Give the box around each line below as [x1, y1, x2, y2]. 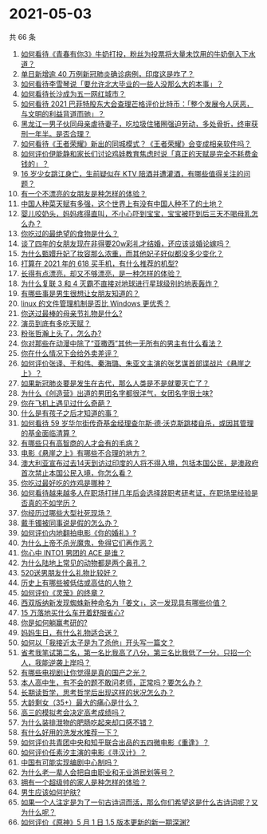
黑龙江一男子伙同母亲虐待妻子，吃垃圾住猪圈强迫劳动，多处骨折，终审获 [20, 119, 258, 128]
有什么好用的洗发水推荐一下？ [20, 727, 119, 737]
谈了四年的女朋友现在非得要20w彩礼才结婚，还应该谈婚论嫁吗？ [20, 239, 231, 248]
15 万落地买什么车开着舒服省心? [20, 607, 124, 617]
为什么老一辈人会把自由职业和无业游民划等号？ [20, 767, 175, 777]
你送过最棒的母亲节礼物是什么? [20, 308, 123, 318]
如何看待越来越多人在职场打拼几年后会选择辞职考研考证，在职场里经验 [20, 488, 252, 497]
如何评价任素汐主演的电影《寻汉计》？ [20, 747, 147, 757]
